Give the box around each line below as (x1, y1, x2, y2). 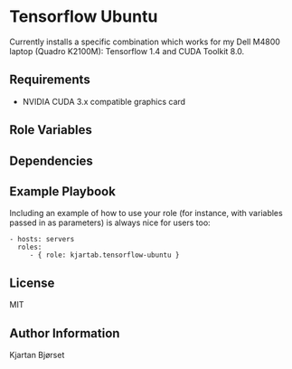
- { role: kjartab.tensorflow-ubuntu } (29, 251, 180, 260)
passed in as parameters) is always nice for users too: (9, 217, 211, 228)
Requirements (9, 72, 90, 88)
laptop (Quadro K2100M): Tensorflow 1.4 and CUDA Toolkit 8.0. (9, 45, 245, 56)
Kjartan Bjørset (9, 349, 65, 360)
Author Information (9, 326, 120, 341)
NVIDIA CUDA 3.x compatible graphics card (22, 96, 186, 107)
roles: (17, 242, 42, 252)
